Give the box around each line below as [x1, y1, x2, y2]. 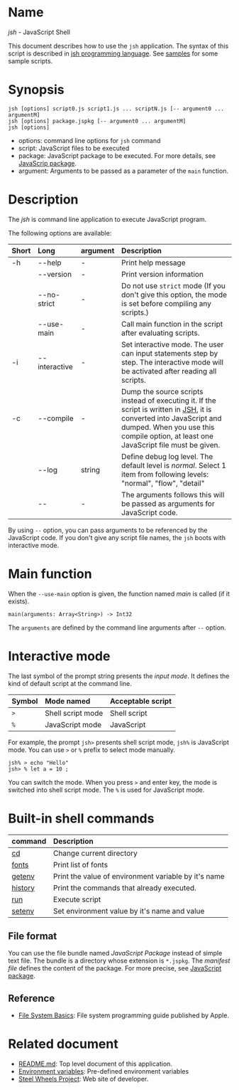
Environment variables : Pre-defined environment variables [18, 1067, 189, 1076]
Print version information [121, 269, 204, 279]
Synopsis [8, 82, 65, 98]
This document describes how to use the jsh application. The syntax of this [8, 41, 229, 50]
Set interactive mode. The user [121, 339, 224, 349]
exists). [8, 597, 30, 605]
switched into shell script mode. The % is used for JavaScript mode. [8, 785, 205, 794]
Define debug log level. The [121, 451, 213, 461]
